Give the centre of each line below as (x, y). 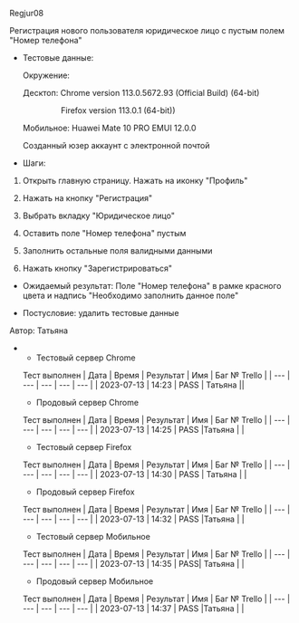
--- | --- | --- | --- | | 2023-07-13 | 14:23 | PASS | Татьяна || (133, 385)
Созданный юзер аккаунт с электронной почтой (116, 145)
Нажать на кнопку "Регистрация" (87, 198)
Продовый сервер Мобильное (95, 581)
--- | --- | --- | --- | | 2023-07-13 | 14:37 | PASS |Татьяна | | (133, 609)
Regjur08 (26, 13)
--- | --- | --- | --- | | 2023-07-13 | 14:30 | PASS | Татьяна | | (135, 474)
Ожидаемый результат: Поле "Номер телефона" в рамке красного (152, 286)
